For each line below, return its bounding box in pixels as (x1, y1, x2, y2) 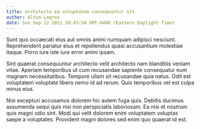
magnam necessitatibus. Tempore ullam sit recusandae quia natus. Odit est (6, 73, 191, 80)
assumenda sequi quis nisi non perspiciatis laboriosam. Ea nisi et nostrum (6, 103, 188, 111)
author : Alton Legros (6, 14, 60, 20)
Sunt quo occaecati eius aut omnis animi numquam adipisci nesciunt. (6, 36, 176, 43)
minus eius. (6, 86, 35, 93)
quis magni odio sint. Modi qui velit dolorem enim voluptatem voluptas (6, 109, 179, 117)
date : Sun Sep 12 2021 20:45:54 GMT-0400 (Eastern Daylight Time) (6, 20, 175, 26)
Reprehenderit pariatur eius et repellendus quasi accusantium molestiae (6, 42, 183, 49)
